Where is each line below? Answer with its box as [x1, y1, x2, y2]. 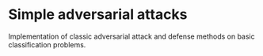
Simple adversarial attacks [8, 6, 188, 24]
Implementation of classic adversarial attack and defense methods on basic [8, 32, 255, 41]
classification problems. [8, 39, 86, 49]
